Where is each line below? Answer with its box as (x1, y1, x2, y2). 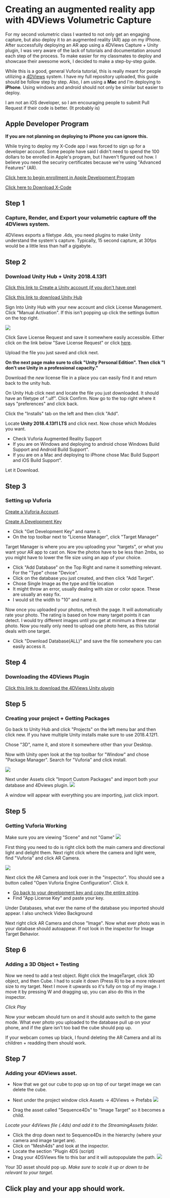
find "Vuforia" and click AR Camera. (5, 855, 80, 861)
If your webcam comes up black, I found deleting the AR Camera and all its (5, 1034, 161, 1040)
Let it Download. (5, 467, 40, 473)
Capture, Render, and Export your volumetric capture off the (5, 214, 157, 222)
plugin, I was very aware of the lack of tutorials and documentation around (5, 47, 161, 53)
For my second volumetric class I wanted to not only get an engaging (5, 31, 150, 37)
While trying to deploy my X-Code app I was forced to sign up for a (5, 143, 146, 149)
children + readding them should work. (5, 1039, 87, 1046)
